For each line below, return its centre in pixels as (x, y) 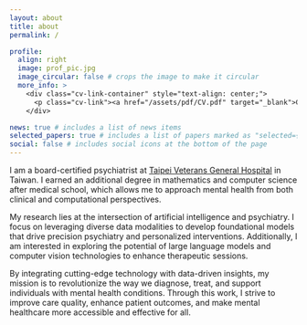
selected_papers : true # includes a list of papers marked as (130, 136)
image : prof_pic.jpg (57, 68)
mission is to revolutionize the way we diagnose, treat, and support (136, 283)
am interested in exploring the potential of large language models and (140, 246)
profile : (26, 51)
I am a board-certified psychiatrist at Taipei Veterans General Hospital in (145, 170)
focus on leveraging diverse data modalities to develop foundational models (152, 226)
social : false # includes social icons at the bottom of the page (138, 144)
